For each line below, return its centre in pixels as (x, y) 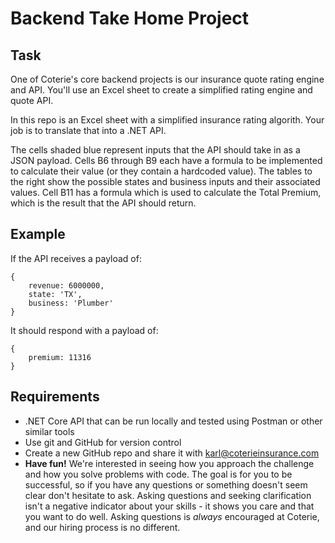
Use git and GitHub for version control (103, 442)
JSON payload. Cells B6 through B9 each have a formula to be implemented (166, 160)
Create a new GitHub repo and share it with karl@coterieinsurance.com (172, 453)
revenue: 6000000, (66, 285)
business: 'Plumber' (71, 303)
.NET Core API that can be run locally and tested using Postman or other (173, 421)
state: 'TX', (55, 294)
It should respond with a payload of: (84, 330)
